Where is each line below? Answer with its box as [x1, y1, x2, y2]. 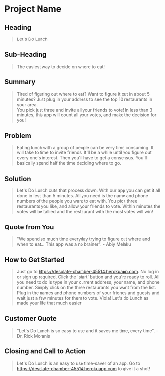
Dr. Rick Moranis [16, 333, 50, 338]
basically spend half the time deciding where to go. [16, 160, 122, 166]
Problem [4, 132, 32, 140]
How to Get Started [4, 256, 65, 264]
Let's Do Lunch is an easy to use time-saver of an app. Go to [16, 360, 140, 366]
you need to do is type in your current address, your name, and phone [16, 279, 160, 285]
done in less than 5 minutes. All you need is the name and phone [16, 193, 149, 199]
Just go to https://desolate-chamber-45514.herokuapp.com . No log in [16, 268, 159, 274]
